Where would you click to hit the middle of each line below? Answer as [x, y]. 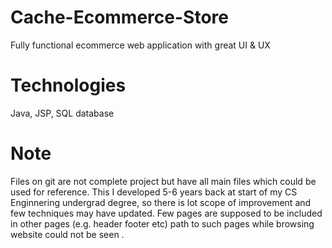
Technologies [68, 85]
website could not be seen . [67, 234]
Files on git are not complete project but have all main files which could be [163, 181]
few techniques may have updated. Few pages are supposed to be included [166, 213]
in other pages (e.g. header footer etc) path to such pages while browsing [162, 223]
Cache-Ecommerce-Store [119, 17]
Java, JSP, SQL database [62, 113]
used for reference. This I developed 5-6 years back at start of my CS [154, 192]
